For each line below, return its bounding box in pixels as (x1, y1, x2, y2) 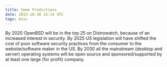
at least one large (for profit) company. (5, 57, 85, 63)
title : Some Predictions (5, 7, 57, 12)
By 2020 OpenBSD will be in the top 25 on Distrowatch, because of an (5, 30, 150, 36)
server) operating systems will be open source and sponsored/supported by (5, 51, 162, 57)
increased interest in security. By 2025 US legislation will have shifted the (5, 35, 156, 41)
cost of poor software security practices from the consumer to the (5, 41, 142, 47)
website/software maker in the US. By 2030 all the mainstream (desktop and (5, 46, 162, 52)
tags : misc (5, 16, 28, 21)
